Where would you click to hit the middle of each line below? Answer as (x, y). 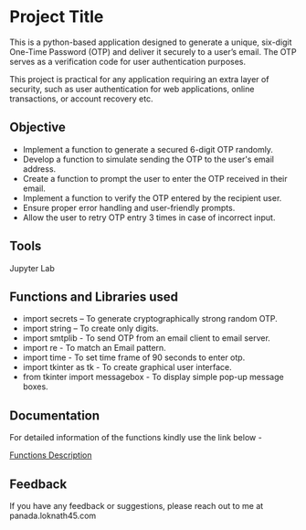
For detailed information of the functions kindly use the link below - (136, 438)
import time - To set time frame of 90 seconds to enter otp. (134, 357)
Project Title (57, 17)
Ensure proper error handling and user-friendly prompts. (129, 207)
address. (39, 169)
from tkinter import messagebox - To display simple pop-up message (153, 377)
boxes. (35, 387)
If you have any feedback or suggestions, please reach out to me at (137, 506)
